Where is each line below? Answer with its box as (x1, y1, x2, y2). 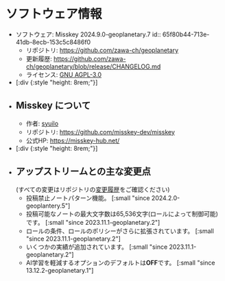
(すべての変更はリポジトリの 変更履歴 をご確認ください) (15, 185, 170, 193)
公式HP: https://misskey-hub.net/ (25, 136, 120, 145)
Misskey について (15, 100, 91, 112)
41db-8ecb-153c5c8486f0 (15, 38, 91, 46)
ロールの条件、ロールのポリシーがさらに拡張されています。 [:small (25, 227, 215, 235)
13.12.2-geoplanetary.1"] (25, 266, 94, 274)
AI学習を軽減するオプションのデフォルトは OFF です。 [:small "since (25, 258, 215, 267)
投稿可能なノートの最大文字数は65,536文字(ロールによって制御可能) (25, 210, 218, 218)
